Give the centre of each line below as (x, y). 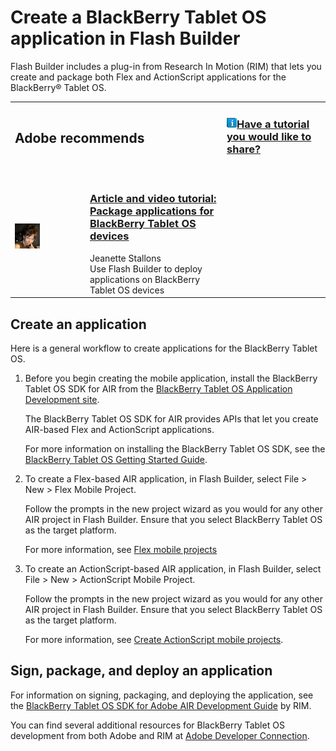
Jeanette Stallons (125, 258)
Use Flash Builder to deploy (146, 268)
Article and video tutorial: (153, 199)
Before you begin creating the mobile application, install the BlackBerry (171, 378)
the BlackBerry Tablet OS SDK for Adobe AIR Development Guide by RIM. (161, 705)
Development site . (62, 400)
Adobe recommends (79, 137)
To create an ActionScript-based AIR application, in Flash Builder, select (173, 569)
